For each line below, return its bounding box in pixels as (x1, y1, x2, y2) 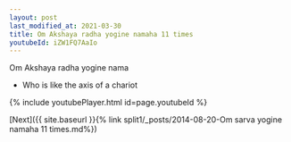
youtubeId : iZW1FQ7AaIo (9, 38, 98, 47)
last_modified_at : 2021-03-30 (9, 21, 122, 30)
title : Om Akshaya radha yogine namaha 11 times (9, 29, 194, 38)
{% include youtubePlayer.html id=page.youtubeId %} (9, 97, 208, 108)
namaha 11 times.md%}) (9, 124, 98, 135)
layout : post (9, 13, 58, 22)
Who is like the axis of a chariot (21, 79, 138, 90)
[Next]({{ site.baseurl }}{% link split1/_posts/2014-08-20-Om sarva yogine (9, 114, 283, 125)
